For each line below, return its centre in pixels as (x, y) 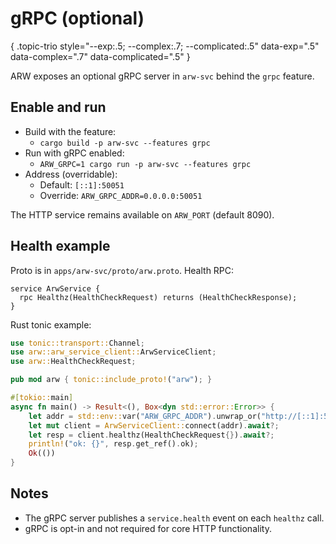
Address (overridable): (71, 174)
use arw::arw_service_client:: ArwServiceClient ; (113, 352)
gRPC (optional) (77, 18)
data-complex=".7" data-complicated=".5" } (100, 56)
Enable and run (58, 107)
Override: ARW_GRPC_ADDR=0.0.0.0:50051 (121, 195)
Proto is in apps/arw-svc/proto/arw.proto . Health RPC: (122, 270)
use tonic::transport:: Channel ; (77, 343)
